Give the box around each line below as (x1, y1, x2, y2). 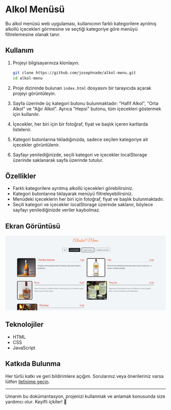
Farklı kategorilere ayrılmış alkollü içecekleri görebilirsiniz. (12, 185, 134, 191)
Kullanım (5, 46, 34, 55)
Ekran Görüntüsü (5, 222, 61, 230)
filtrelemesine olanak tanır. (5, 31, 61, 37)
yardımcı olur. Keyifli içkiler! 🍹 (5, 398, 67, 404)
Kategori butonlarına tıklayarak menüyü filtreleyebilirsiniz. (12, 190, 133, 197)
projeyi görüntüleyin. (12, 90, 56, 97)
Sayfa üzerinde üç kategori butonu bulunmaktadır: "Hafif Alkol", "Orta (12, 100, 159, 106)
